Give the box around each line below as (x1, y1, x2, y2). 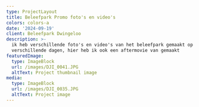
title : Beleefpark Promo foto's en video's (6, 14, 116, 20)
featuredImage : (6, 53, 44, 59)
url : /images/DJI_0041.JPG (11, 64, 79, 70)
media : (6, 75, 23, 81)
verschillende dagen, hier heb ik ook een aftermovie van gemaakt (11, 48, 180, 53)
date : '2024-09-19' (6, 25, 55, 32)
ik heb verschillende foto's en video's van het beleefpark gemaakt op (11, 42, 194, 48)
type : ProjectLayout (6, 8, 58, 15)
